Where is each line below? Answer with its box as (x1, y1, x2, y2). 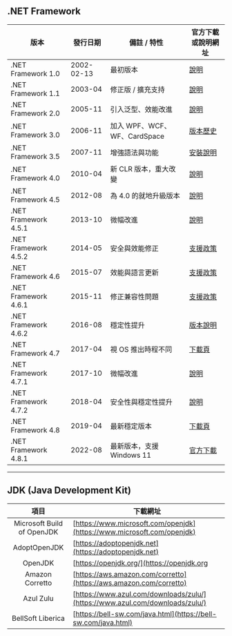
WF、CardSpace (110, 131, 164, 141)
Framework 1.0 (10, 68, 60, 78)
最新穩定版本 (110, 421, 152, 431)
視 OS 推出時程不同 (110, 345, 173, 354)
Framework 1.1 (10, 88, 60, 98)
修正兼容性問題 (110, 291, 159, 301)
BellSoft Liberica (11, 613, 66, 623)
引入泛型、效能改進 (110, 104, 173, 114)
